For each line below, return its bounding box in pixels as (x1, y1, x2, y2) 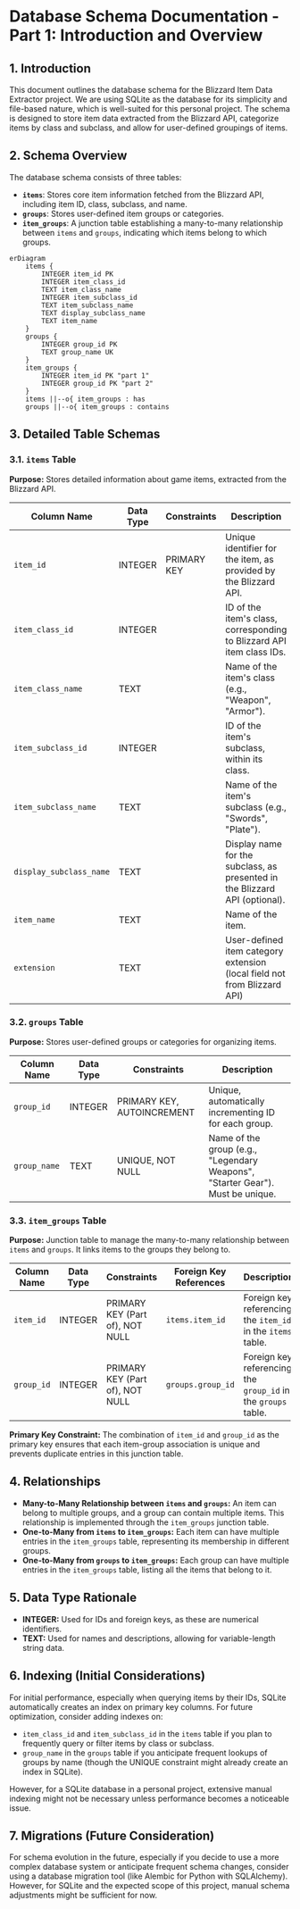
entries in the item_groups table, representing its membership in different (21, 1536, 290, 1546)
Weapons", (208, 1165, 255, 1178)
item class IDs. (225, 646, 287, 658)
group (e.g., (208, 1143, 257, 1155)
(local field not (225, 967, 286, 980)
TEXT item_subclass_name (41, 301, 134, 310)
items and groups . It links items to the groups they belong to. (9, 1244, 231, 1255)
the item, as (225, 553, 274, 565)
